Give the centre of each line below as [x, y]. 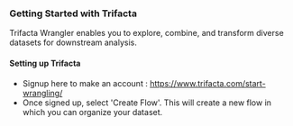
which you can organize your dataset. [92, 112]
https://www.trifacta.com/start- [208, 83]
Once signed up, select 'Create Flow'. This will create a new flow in [147, 103]
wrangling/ [42, 93]
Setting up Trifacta [45, 63]
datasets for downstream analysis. [73, 42]
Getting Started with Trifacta [73, 13]
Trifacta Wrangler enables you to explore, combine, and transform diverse [146, 33]
